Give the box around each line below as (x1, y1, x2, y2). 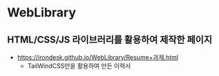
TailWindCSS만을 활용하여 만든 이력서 (27, 62, 131, 70)
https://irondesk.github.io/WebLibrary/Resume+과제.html (17, 53, 178, 61)
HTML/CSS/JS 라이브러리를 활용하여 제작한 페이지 (7, 34, 213, 45)
